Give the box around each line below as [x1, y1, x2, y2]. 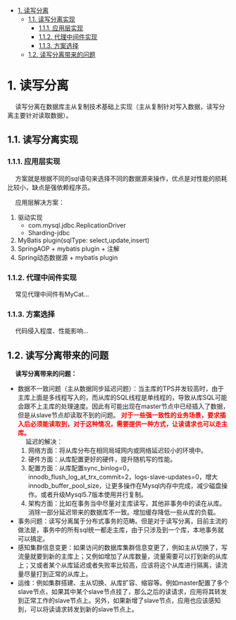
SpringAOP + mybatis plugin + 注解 [17, 244, 120, 253]
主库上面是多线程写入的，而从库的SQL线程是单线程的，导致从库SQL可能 [17, 393, 228, 402]
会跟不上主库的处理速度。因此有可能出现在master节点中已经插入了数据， [17, 402, 230, 411]
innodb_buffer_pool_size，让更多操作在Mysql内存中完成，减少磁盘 [27, 482, 222, 490]
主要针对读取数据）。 [13, 111, 73, 119]
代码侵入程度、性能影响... [15, 327, 89, 335]
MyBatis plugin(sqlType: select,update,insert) [17, 236, 150, 244]
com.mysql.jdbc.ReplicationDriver [27, 221, 127, 229]
